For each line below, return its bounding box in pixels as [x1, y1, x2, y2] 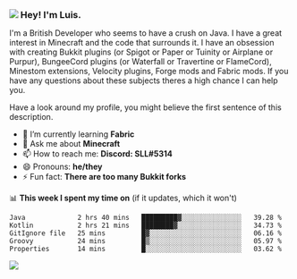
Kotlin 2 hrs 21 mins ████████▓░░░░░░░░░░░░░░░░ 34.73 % [9, 221, 282, 230]
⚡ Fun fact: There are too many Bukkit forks [21, 172, 186, 182]
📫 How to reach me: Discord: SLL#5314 [21, 148, 173, 159]
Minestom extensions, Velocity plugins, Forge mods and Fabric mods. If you [9, 66, 289, 76]
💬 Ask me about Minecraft [21, 139, 121, 148]
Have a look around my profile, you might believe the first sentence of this [9, 102, 282, 113]
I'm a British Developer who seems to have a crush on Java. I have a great [9, 28, 283, 38]
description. [9, 112, 54, 122]
